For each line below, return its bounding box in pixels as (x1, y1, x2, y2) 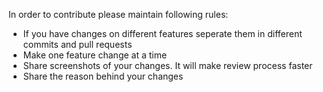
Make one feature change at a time (22, 49, 168, 61)
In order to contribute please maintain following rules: (8, 9, 229, 20)
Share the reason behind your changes (22, 70, 184, 82)
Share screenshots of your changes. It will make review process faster (22, 60, 313, 71)
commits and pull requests (22, 39, 133, 50)
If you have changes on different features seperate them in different (22, 28, 303, 39)
